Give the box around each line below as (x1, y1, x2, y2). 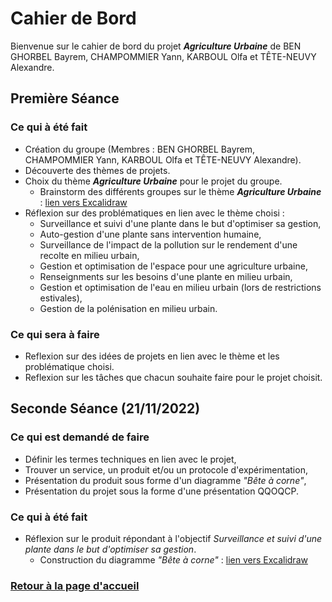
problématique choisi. (24, 360, 115, 372)
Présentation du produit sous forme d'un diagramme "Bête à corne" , (24, 474, 307, 486)
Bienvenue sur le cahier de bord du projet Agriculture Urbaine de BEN (10, 40, 302, 52)
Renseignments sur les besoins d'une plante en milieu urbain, (39, 270, 293, 282)
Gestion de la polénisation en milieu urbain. (39, 302, 218, 314)
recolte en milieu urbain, (39, 249, 140, 261)
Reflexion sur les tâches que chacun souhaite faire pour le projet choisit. (24, 371, 323, 383)
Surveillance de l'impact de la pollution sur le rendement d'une (39, 238, 298, 251)
